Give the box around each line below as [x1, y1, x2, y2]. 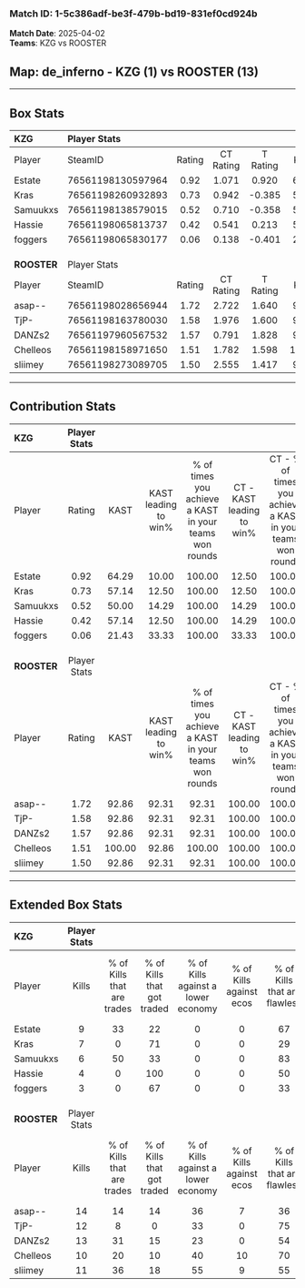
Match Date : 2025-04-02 [9, 28, 106, 39]
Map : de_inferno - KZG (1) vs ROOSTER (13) [9, 64, 260, 79]
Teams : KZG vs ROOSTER [9, 37, 107, 48]
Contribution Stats [9, 399, 116, 414]
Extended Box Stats [9, 898, 123, 913]
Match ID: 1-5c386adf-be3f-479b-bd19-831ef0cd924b [9, 7, 258, 20]
